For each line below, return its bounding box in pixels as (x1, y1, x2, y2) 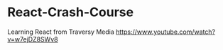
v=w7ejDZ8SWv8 (7, 35, 58, 43)
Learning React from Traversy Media (7, 27, 115, 36)
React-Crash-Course (7, 4, 134, 20)
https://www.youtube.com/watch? (116, 27, 215, 36)
